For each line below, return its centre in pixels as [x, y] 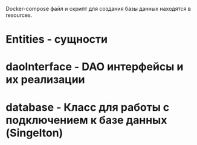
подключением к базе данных [86, 120]
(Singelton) [34, 133]
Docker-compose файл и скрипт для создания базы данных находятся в [98, 9]
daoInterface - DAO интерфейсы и [95, 67]
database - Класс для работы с [88, 107]
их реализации [45, 80]
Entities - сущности [57, 39]
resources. [19, 15]
